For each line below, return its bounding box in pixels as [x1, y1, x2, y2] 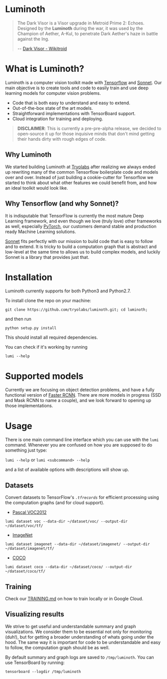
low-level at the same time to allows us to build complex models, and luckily [5, 248, 161, 255]
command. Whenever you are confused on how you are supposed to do [5, 442, 153, 448]
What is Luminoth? [5, 63, 84, 74]
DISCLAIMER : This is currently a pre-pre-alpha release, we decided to [17, 125, 162, 131]
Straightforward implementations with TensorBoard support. [12, 110, 136, 116]
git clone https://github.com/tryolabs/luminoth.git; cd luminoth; [5, 307, 148, 312]
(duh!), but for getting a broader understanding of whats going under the [5, 634, 154, 640]
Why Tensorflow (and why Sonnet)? [5, 200, 119, 208]
